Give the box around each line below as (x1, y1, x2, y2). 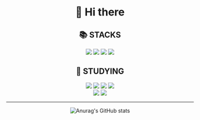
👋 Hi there (75, 5, 125, 19)
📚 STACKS (79, 30, 121, 40)
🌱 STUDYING (76, 67, 124, 77)
